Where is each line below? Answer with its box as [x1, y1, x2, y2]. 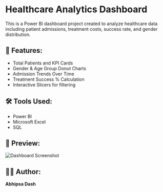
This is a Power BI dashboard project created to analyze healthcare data [5, 20, 158, 27]
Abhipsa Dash [5, 181, 36, 187]
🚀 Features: [5, 46, 43, 55]
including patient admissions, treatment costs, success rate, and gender [5, 26, 158, 32]
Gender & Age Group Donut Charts [12, 65, 86, 71]
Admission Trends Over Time [12, 71, 74, 77]
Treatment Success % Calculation [12, 76, 85, 82]
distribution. [5, 31, 31, 37]
